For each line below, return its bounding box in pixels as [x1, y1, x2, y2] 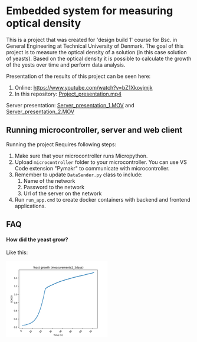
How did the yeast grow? [6, 236, 68, 243]
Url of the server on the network [23, 190, 102, 197]
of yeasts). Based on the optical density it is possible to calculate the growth [6, 55, 192, 62]
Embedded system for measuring [6, 4, 173, 18]
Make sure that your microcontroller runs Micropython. [14, 152, 148, 159]
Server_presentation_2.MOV [6, 108, 75, 115]
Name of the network [23, 177, 75, 184]
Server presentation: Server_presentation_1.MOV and [6, 101, 134, 108]
